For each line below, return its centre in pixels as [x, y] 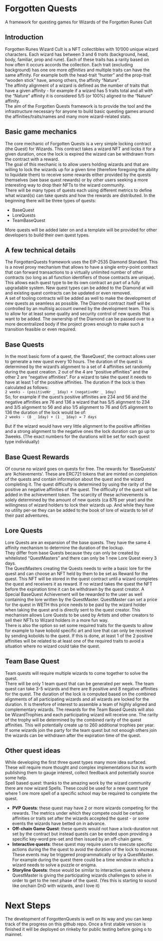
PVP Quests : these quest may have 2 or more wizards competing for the [85, 808]
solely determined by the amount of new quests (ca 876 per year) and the [79, 500]
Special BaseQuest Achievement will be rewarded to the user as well [74, 594]
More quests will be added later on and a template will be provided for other [81, 230]
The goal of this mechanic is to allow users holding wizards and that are [77, 164]
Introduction [24, 37]
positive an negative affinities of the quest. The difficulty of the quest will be [81, 490]
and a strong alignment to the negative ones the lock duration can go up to [80, 431]
